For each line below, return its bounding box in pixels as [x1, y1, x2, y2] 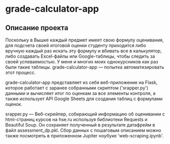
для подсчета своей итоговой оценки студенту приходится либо [5, 42, 147, 49]
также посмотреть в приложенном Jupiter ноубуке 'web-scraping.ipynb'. [5, 133, 164, 138]
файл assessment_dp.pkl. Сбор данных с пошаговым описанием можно [5, 127, 162, 133]
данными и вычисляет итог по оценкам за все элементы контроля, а [5, 90, 156, 96]
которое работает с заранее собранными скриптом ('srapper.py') [5, 85, 149, 91]
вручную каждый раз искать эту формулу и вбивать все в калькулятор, [5, 48, 162, 54]
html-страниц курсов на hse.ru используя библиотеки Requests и [5, 116, 148, 123]
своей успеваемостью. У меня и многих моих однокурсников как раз [5, 59, 158, 64]
